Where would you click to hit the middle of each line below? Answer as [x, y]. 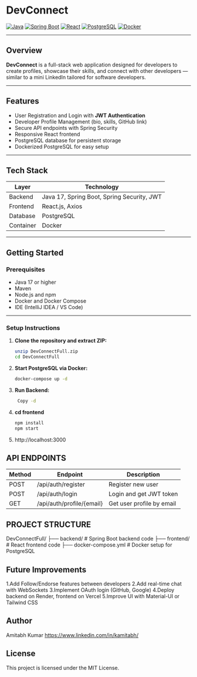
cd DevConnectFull [37, 357]
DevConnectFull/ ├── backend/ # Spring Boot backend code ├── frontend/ [98, 539]
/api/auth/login [57, 494]
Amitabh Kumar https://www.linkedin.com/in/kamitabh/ [72, 635]
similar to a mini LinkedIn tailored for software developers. [76, 77]
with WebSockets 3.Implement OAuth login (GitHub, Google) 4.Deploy [90, 590]
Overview [24, 51]
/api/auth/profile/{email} [70, 504]
